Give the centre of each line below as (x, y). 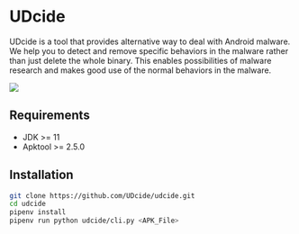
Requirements (50, 116)
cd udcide (28, 204)
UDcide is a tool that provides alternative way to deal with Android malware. (150, 41)
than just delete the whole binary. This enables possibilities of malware (140, 60)
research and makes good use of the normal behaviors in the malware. (140, 70)
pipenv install (38, 212)
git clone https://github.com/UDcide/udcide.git (102, 195)
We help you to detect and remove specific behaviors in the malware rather (149, 50)
